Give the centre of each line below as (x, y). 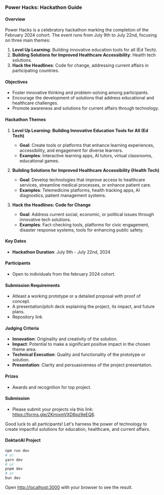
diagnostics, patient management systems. (63, 195)
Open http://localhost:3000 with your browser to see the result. (69, 487)
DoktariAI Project (23, 440)
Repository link (27, 317)
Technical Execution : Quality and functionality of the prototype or (79, 354)
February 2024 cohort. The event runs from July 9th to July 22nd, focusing (81, 35)
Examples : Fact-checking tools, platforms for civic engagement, (84, 225)
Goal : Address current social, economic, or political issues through (87, 214)
